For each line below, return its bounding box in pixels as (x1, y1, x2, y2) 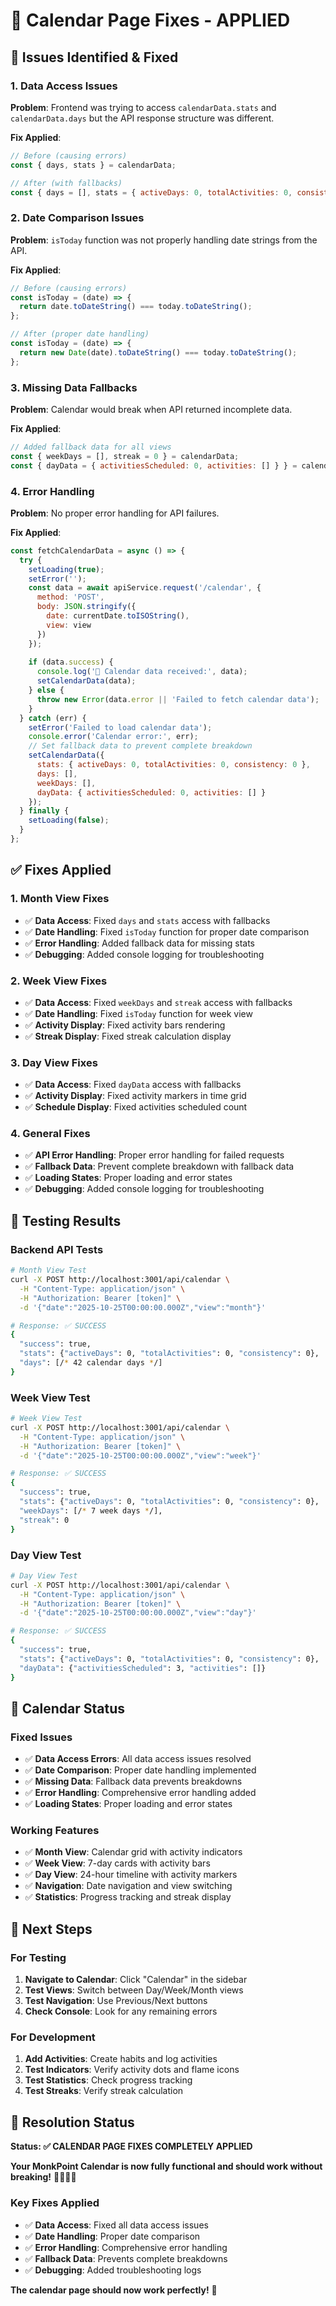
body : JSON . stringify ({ (36, 602, 137, 612)
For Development (10, 2030, 96, 2044)
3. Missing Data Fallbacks (10, 380, 138, 394)
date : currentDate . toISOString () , (46, 611, 190, 621)
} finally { (19, 806, 70, 816)
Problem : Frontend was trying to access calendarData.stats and (10, 101, 277, 113)
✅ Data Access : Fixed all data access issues (24, 2219, 209, 2231)
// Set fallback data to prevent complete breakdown (28, 741, 253, 751)
